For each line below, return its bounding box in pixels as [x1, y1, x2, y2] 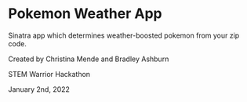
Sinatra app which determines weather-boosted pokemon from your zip [8, 31, 240, 40]
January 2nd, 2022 [8, 84, 71, 94]
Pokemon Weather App [8, 5, 162, 23]
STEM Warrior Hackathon [8, 69, 91, 78]
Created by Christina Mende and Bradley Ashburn [8, 54, 169, 64]
